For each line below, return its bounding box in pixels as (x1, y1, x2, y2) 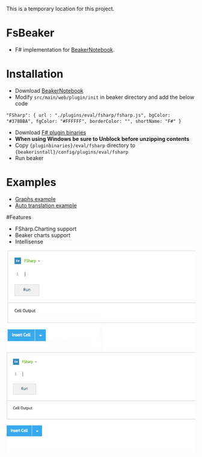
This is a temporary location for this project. (6, 5, 115, 12)
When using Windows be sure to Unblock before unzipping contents (14, 135, 189, 142)
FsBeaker (6, 26, 55, 40)
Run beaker (14, 154, 44, 161)
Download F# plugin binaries (14, 129, 87, 136)
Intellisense (14, 238, 43, 245)
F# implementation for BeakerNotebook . (14, 46, 115, 53)
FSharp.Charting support (14, 225, 77, 232)
